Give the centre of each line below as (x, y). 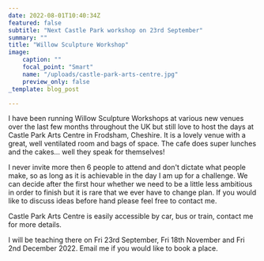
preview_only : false (56, 81)
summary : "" (28, 38)
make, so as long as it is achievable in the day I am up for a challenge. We (128, 176)
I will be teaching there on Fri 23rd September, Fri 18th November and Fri (126, 240)
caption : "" (42, 60)
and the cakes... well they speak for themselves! (87, 152)
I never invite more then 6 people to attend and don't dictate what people (127, 168)
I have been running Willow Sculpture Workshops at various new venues (126, 119)
